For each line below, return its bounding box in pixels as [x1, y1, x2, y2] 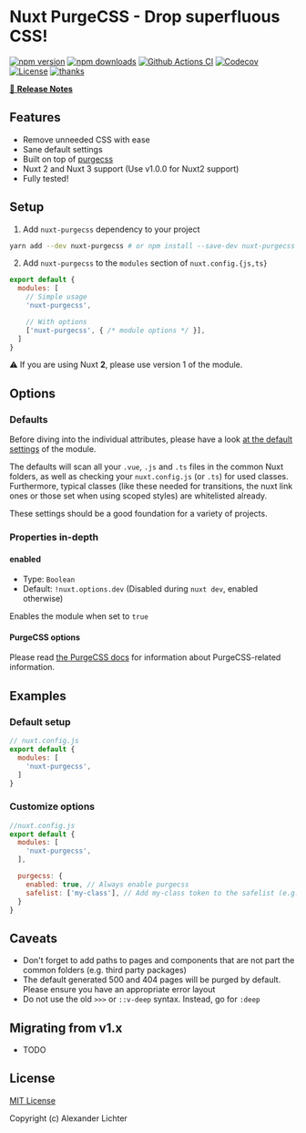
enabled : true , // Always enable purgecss [25, 879, 189, 889]
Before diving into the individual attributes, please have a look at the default [9, 434, 293, 445]
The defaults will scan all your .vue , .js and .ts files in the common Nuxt [9, 461, 284, 472]
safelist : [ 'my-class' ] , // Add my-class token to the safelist [25, 888, 275, 897]
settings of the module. [9, 444, 97, 455]
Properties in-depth [9, 531, 98, 544]
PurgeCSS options [9, 632, 80, 643]
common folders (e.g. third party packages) [22, 965, 187, 976]
